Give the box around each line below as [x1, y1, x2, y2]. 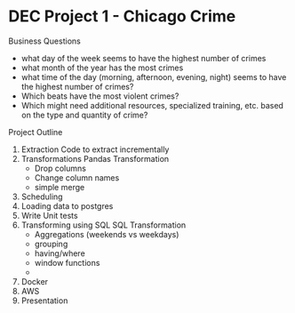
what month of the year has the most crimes [20, 62, 184, 73]
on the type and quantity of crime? [20, 109, 148, 120]
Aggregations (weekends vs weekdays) [34, 229, 179, 239]
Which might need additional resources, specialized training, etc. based [20, 100, 283, 110]
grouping [34, 238, 68, 249]
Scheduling [20, 191, 63, 202]
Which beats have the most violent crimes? [20, 91, 179, 101]
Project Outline [8, 126, 63, 137]
